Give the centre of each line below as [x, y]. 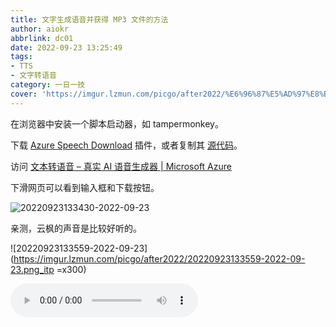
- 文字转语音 [33, 76]
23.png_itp [32, 269]
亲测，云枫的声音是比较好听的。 [76, 228]
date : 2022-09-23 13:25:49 [66, 47]
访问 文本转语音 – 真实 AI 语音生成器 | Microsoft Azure [121, 166]
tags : [21, 57]
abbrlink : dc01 [42, 38]
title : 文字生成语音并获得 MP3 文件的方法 [89, 19]
